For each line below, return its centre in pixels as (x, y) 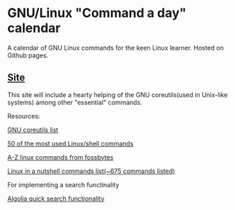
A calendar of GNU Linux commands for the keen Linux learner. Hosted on (116, 48)
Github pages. (28, 55)
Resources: (24, 116)
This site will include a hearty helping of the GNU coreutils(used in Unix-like (117, 94)
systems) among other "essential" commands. (75, 102)
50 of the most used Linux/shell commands (70, 143)
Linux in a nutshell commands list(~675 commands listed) (91, 171)
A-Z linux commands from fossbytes (61, 157)
